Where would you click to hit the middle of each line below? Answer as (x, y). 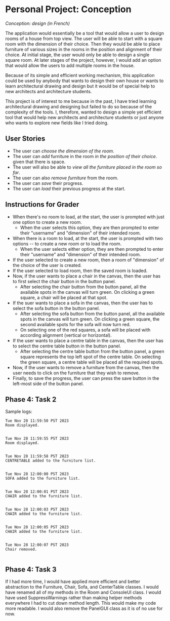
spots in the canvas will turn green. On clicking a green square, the (90, 319)
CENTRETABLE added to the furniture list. (51, 461)
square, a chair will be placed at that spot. (64, 297)
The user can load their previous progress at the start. (69, 188)
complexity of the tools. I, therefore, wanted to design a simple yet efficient (83, 112)
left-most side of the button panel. (48, 383)
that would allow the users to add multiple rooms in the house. (70, 65)
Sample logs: (19, 412)
